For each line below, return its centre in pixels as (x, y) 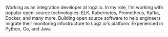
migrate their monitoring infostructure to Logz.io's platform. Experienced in (84, 23)
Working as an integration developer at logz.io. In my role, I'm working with (84, 7)
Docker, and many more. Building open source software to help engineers (83, 18)
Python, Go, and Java (28, 29)
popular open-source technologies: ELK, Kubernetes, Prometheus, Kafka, (83, 13)
